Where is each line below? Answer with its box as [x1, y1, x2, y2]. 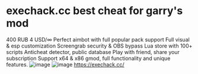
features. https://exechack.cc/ [6, 60, 124, 68]
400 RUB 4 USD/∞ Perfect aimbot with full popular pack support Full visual [6, 36, 190, 43]
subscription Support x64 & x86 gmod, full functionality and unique [6, 55, 171, 62]
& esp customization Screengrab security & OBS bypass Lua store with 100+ [6, 42, 193, 49]
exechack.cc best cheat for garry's [6, 4, 183, 18]
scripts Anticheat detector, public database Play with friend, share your [6, 48, 180, 55]
